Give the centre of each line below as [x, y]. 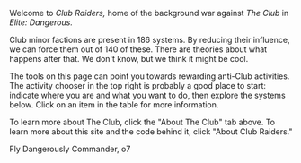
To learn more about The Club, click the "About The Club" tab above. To [142, 122]
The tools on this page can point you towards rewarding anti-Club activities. [150, 76]
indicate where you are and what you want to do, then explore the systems [147, 95]
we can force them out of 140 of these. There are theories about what [138, 49]
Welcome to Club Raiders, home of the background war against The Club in [149, 13]
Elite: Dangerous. [41, 22]
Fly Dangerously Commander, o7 [70, 149]
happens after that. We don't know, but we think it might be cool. [129, 59]
